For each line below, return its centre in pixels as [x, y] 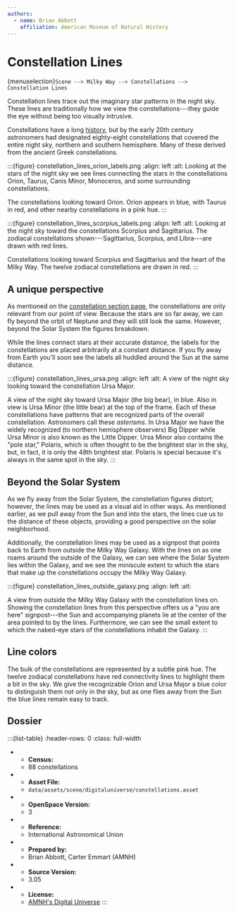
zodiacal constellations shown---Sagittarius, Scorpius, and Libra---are [110, 238]
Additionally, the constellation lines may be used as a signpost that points [114, 542]
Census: [41, 759]
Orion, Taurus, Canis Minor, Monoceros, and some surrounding [99, 181]
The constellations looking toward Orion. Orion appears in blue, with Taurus [117, 202]
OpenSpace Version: [59, 804]
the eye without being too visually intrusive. [70, 116]
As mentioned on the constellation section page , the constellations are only [117, 306]
